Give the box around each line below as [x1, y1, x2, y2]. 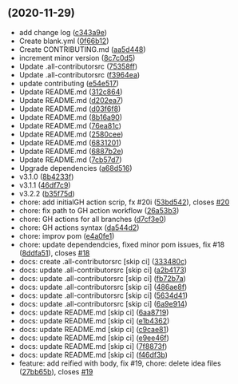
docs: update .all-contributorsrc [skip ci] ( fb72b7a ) [18, 273, 187, 283]
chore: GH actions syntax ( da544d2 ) [18, 223, 140, 232]
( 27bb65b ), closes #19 [18, 366, 93, 376]
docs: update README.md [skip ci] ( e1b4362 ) [18, 315, 170, 326]
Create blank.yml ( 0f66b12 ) [18, 36, 109, 46]
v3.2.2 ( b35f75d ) [18, 188, 75, 198]
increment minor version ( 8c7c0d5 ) [18, 53, 136, 62]
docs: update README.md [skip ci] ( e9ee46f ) [18, 333, 169, 342]
